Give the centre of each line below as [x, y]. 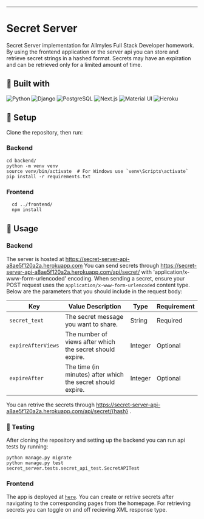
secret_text [27, 320]
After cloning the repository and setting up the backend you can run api [96, 440]
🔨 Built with [28, 84]
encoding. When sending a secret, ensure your [126, 278]
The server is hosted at [35, 259]
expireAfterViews [34, 345]
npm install [27, 210]
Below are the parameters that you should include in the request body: [94, 291]
